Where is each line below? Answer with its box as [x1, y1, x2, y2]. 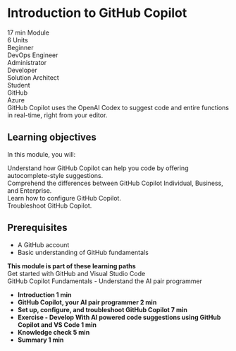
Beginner [7, 43, 34, 52]
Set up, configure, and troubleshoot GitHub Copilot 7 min [17, 305, 188, 314]
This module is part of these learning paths [7, 261, 136, 270]
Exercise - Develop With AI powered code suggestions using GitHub [17, 313, 221, 321]
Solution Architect [7, 73, 60, 82]
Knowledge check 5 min [17, 328, 90, 336]
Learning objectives [7, 131, 97, 143]
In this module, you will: [7, 150, 76, 158]
